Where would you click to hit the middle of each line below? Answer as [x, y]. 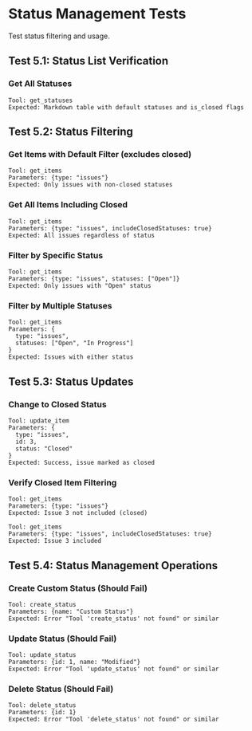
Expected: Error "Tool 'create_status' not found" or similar [114, 619]
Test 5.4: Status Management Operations [113, 566]
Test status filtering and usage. [59, 36]
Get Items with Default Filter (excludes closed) [100, 154]
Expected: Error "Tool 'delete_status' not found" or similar [114, 719]
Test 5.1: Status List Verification [89, 61]
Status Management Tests [97, 14]
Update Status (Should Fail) [63, 639]
